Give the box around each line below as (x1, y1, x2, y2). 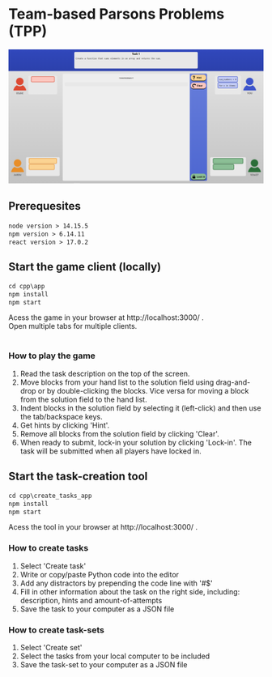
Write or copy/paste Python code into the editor (19, 569, 180, 579)
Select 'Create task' (19, 560, 87, 571)
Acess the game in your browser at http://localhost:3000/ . (8, 313, 204, 322)
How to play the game (8, 350, 96, 361)
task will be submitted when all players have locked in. (19, 446, 202, 456)
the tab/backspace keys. (19, 411, 103, 421)
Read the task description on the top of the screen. (19, 368, 190, 378)
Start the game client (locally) (8, 260, 162, 274)
